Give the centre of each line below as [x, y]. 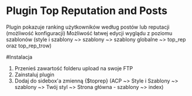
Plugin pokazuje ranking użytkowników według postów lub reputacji [88, 27]
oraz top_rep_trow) [29, 46]
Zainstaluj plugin [34, 74]
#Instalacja [19, 57]
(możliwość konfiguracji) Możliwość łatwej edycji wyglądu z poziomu [89, 33]
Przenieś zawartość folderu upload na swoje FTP [74, 68]
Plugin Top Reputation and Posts [87, 11]
